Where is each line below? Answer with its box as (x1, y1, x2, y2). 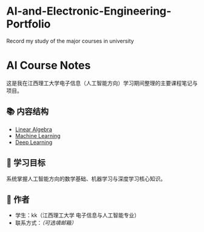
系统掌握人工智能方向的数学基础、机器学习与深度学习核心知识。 (6, 175, 166, 182)
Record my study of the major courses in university (6, 37, 134, 44)
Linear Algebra (15, 126, 53, 133)
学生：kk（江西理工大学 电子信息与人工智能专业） (15, 211, 140, 219)
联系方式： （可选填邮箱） (15, 219, 77, 227)
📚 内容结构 (6, 106, 49, 117)
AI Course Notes (6, 59, 91, 72)
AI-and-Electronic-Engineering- (6, 4, 172, 18)
